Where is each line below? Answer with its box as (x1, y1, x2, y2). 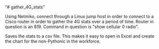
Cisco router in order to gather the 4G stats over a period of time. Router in (5, 19, 154, 24)
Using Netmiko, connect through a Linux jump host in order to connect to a (5, 14, 154, 19)
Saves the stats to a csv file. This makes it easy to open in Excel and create (5, 33, 155, 39)
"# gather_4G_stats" (5, 4, 45, 10)
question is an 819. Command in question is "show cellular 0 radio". (5, 24, 139, 30)
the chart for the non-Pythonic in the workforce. (5, 38, 101, 44)
